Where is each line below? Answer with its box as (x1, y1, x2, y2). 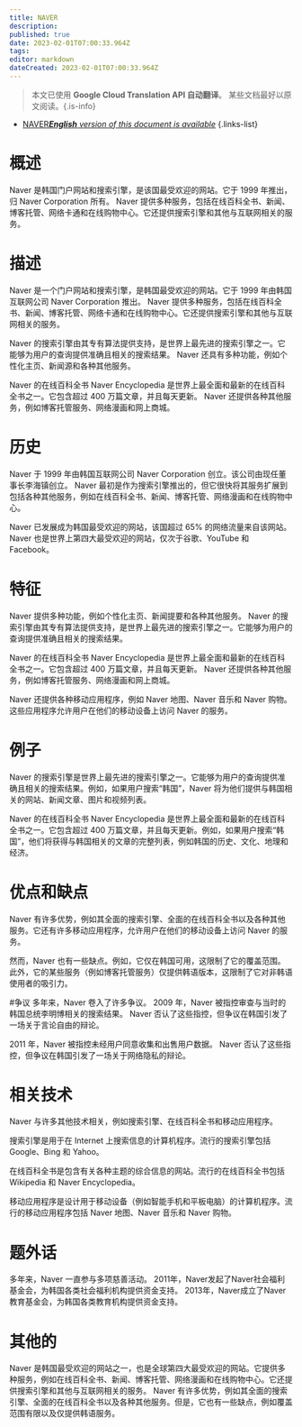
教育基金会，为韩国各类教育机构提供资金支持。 (9, 1296, 182, 1307)
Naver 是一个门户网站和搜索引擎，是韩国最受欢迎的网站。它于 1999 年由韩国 (9, 285, 292, 296)
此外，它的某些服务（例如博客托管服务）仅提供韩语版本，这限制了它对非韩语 (9, 966, 293, 977)
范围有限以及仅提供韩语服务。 (9, 1408, 120, 1419)
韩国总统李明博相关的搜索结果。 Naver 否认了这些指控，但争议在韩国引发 (9, 1008, 280, 1019)
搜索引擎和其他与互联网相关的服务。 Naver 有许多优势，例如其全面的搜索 (16, 1386, 289, 1396)
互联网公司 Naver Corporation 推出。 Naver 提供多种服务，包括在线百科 (9, 296, 274, 306)
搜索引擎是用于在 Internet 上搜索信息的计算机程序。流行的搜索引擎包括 (9, 1135, 271, 1146)
